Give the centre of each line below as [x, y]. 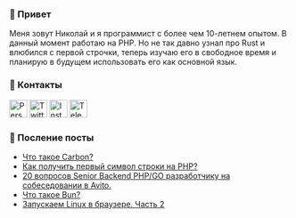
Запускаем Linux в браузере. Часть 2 [93, 204]
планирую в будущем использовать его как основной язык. [123, 62]
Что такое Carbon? [58, 157]
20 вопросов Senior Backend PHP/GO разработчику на [126, 175]
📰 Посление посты [52, 137]
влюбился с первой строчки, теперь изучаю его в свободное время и [143, 52]
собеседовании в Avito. [66, 185]
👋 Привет [30, 14]
